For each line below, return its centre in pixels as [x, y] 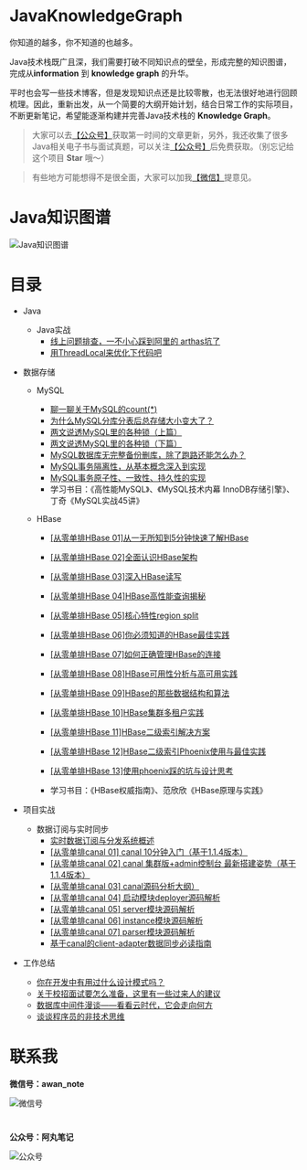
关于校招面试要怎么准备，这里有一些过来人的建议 [128, 994]
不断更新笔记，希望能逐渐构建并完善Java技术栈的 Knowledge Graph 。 [143, 115]
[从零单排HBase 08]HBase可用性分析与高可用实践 [143, 674]
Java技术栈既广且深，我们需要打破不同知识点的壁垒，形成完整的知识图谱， [151, 61]
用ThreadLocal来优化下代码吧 [106, 352]
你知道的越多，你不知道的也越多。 [74, 42]
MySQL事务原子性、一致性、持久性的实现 [128, 477]
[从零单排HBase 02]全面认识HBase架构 [124, 557]
